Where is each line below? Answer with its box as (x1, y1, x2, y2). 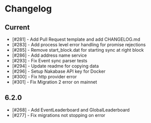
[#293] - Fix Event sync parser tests (12, 58, 88, 63)
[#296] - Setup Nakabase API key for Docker (12, 68, 106, 74)
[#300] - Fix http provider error (12, 74, 77, 79)
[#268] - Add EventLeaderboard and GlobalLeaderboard (12, 106, 130, 113)
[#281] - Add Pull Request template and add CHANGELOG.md (12, 36, 140, 42)
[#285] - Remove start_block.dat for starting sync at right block (12, 47, 144, 53)
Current (5, 23, 30, 32)
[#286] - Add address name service (12, 52, 87, 58)
